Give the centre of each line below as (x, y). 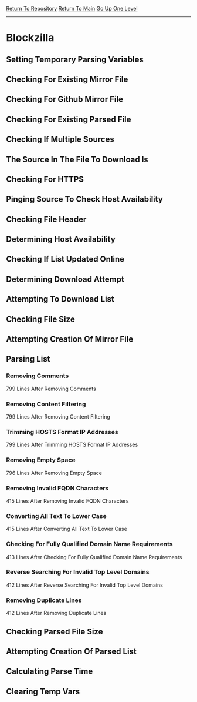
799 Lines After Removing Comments (51, 389)
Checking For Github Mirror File (64, 99)
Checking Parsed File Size (55, 631)
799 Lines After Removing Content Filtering (58, 417)
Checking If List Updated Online (65, 259)
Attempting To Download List (60, 299)
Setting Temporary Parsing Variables (75, 59)
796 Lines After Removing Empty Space (54, 473)
